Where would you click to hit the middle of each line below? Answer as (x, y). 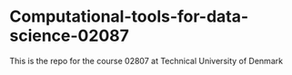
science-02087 (70, 36)
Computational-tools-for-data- (129, 17)
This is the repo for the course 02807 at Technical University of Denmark (146, 61)
